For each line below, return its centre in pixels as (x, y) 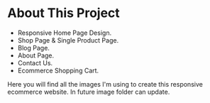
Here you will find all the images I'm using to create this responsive (105, 84)
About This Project (64, 13)
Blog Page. (33, 48)
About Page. (36, 55)
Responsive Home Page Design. (65, 33)
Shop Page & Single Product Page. (68, 40)
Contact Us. (35, 63)
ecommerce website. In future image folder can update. (89, 92)
